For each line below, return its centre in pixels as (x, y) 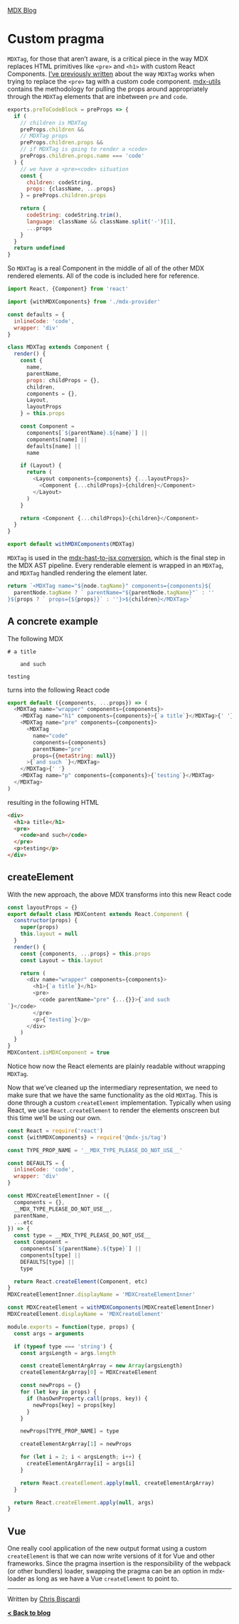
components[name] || (57, 439)
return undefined (39, 248)
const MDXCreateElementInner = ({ (59, 1196)
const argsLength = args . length (68, 1353)
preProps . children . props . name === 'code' (82, 156)
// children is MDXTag (54, 123)
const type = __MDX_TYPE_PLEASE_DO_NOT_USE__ (83, 1235)
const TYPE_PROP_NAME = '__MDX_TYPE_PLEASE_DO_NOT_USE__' (95, 1150)
